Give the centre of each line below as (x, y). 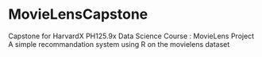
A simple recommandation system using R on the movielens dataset (119, 44)
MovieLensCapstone (78, 14)
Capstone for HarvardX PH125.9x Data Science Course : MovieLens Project (131, 36)
